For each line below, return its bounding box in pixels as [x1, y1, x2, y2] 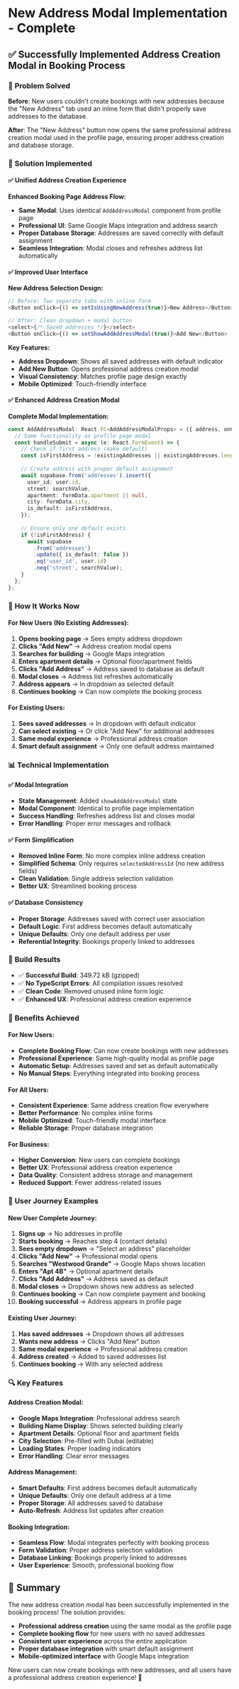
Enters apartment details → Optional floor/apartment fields [18, 657, 193, 666]
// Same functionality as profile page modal [14, 432, 152, 440]
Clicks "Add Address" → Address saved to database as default [18, 664, 204, 673]
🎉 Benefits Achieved [8, 1013, 80, 1023]
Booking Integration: [8, 1522, 70, 1531]
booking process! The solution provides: [8, 1608, 126, 1617]
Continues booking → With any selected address [18, 1359, 163, 1368]
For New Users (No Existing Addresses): [8, 619, 129, 627]
